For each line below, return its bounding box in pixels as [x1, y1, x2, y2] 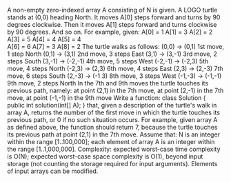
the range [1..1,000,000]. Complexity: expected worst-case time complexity [7, 145, 221, 153]
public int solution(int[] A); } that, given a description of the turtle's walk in [7, 101, 217, 109]
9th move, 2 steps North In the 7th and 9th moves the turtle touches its [7, 79, 209, 87]
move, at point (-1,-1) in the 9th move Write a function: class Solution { [7, 94, 206, 102]
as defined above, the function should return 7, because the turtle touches [7, 123, 218, 131]
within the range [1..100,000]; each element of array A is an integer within [7, 138, 215, 145]
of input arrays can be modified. [7, 167, 99, 175]
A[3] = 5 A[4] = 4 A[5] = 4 [7, 35, 81, 43]
